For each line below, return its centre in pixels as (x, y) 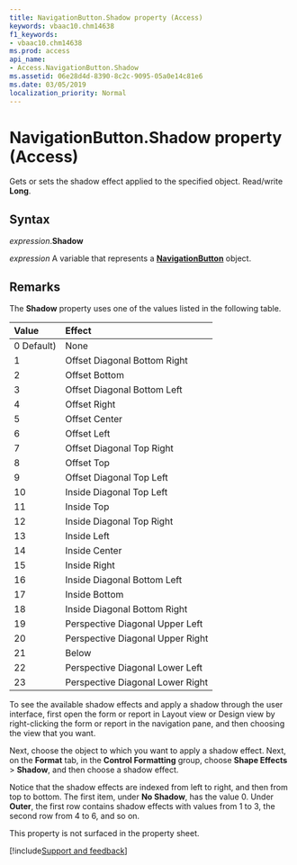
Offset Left (88, 434)
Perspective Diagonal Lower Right (137, 682)
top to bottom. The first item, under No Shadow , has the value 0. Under (142, 797)
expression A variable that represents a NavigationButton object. (130, 258)
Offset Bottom (94, 375)
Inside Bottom (94, 595)
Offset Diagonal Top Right (119, 448)
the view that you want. (53, 734)
